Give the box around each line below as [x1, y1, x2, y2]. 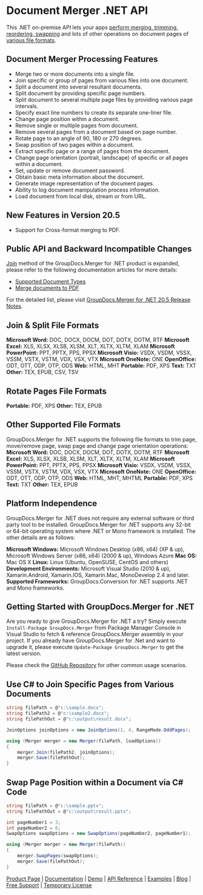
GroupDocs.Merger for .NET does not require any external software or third [6, 514, 195, 522]
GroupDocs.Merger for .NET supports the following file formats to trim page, [6, 436, 197, 443]
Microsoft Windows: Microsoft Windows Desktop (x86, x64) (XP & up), [6, 545, 185, 553]
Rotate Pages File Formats [6, 386, 107, 396]
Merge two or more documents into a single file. [15, 70, 135, 78]
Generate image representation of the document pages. [15, 179, 155, 187]
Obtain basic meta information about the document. [15, 173, 144, 181]
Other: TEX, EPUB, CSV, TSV [6, 368, 79, 376]
